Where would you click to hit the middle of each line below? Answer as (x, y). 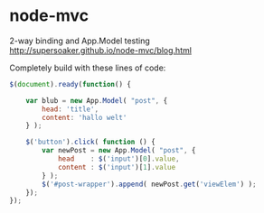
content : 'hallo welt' (85, 117)
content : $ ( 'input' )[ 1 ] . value (117, 167)
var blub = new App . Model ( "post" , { (97, 100)
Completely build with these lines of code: (88, 68)
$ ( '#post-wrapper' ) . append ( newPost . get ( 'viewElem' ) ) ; (149, 184)
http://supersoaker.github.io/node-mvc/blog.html (101, 50)
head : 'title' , (71, 109)
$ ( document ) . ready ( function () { (70, 84)
